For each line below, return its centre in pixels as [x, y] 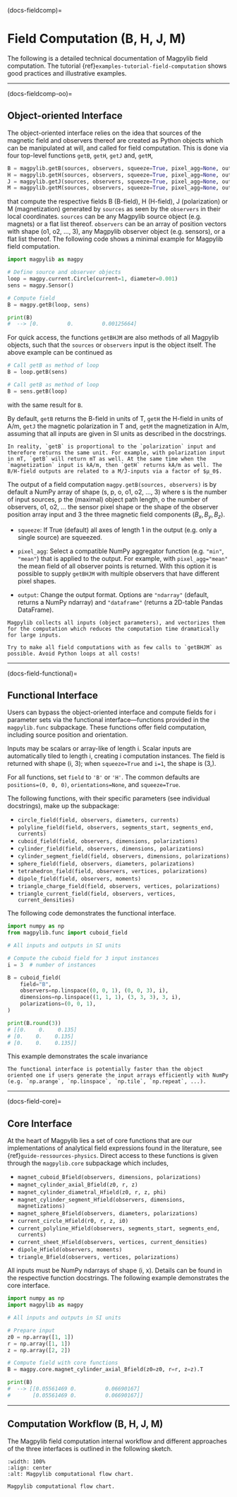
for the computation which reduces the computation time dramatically [113, 629]
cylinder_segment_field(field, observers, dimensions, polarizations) [123, 857]
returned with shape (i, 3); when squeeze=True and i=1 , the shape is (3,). [112, 764]
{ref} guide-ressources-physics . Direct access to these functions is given [113, 1156]
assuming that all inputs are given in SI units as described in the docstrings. [117, 433]
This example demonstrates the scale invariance [78, 1056]
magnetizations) [41, 1206]
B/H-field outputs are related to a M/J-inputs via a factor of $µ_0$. [115, 471]
